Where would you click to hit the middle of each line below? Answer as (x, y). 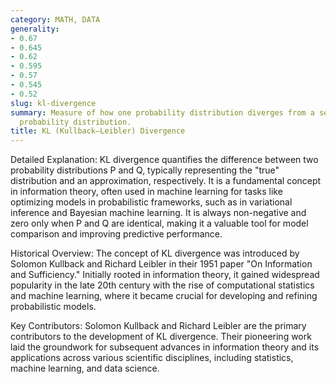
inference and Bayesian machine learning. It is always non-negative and (158, 213)
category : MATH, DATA (55, 19)
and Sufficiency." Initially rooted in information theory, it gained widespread (165, 275)
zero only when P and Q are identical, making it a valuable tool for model (159, 223)
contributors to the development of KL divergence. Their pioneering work (161, 337)
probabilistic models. (53, 307)
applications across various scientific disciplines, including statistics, (152, 358)
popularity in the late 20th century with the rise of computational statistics (162, 285)
